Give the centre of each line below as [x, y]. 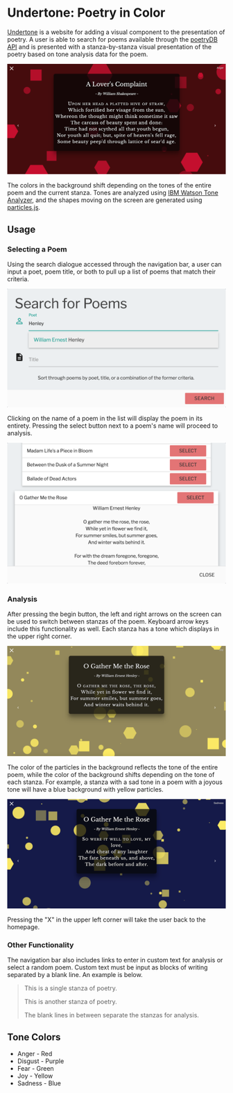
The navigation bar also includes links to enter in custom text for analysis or [115, 960]
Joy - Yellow [35, 1076]
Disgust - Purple [41, 1061]
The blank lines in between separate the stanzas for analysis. [112, 1015]
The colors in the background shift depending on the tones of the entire [109, 185]
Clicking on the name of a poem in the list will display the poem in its [105, 418]
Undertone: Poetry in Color [86, 13]
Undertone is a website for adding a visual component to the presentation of [116, 32]
